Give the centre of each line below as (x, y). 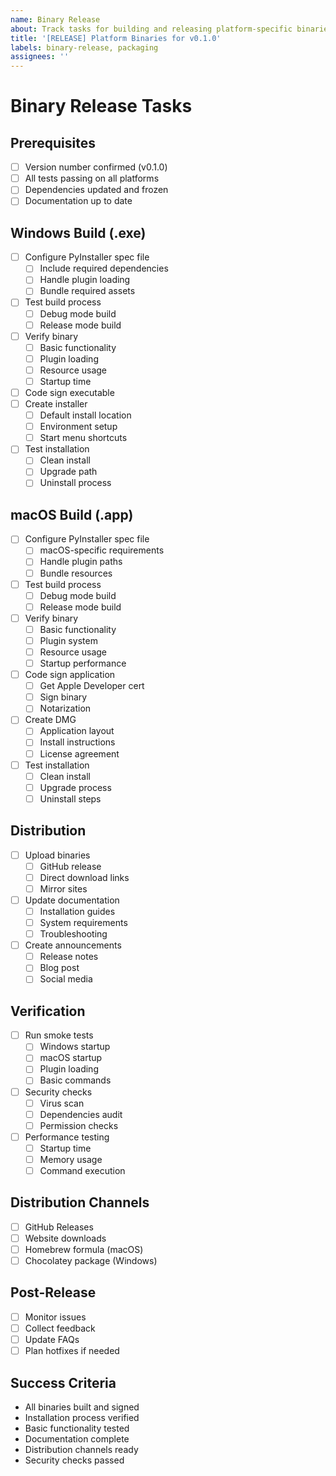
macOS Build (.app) (72, 514)
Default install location (85, 415)
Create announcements (73, 945)
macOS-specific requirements (102, 550)
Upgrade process (75, 787)
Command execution (82, 1170)
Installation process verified (82, 1417)
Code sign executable (69, 392)
